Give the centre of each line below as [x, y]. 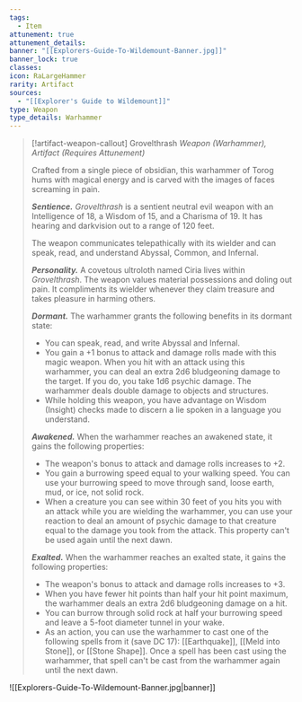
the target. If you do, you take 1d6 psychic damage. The [148, 382]
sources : [26, 92]
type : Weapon [34, 110]
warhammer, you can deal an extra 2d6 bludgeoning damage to [162, 372]
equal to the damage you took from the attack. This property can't [167, 531]
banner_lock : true [44, 59]
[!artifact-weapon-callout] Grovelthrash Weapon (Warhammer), [149, 144]
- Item [30, 26]
